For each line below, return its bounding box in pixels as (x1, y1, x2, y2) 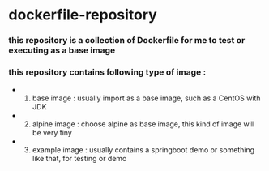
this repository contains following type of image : (8, 66, 207, 78)
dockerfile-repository (8, 6, 158, 24)
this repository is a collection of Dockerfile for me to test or (8, 35, 246, 46)
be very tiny (32, 128, 73, 138)
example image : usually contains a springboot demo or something (32, 145, 255, 155)
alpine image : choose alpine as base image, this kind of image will (32, 119, 255, 129)
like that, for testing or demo (32, 154, 127, 164)
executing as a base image (8, 45, 116, 56)
